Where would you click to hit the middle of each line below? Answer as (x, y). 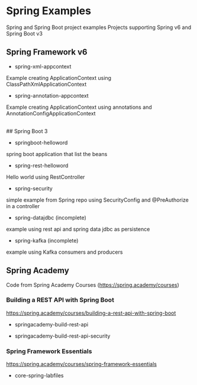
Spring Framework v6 (47, 52)
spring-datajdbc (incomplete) (51, 218)
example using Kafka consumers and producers (64, 252)
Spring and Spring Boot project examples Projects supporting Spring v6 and (99, 27)
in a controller (23, 206)
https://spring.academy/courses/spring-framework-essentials (81, 364)
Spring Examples (49, 11)
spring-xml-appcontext (43, 66)
